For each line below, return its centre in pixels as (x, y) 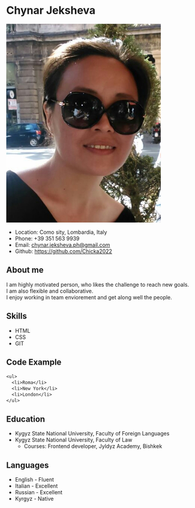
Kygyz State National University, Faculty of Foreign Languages (92, 434)
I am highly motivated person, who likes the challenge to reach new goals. (98, 284)
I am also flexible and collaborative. (50, 291)
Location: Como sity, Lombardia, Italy (61, 232)
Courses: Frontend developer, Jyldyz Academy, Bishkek (93, 446)
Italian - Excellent (36, 486)
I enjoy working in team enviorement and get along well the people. (89, 297)
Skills (16, 316)
